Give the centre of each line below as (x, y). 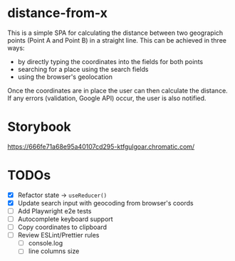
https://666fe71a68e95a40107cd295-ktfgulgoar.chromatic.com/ (101, 147)
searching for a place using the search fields (83, 69)
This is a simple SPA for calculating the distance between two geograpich (115, 33)
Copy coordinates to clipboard (62, 227)
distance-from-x (58, 13)
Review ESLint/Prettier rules (58, 235)
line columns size (54, 251)
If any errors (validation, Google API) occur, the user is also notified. (107, 98)
